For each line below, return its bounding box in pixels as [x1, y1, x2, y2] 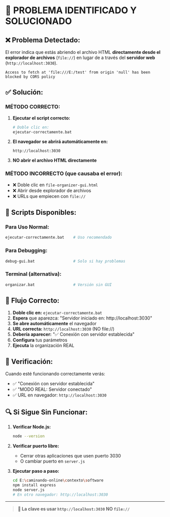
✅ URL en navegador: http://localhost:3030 [12, 392, 107, 398]
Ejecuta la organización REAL [12, 342, 74, 349]
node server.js [12, 487, 45, 493]
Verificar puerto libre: [12, 443, 59, 449]
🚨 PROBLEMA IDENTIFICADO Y [5, 5, 137, 16]
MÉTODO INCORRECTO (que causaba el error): [5, 170, 122, 177]
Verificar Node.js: [12, 424, 51, 430]
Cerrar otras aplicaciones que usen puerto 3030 [20, 452, 121, 458]
